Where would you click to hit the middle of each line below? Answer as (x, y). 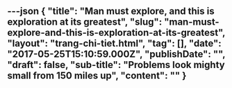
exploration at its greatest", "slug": (85, 22)
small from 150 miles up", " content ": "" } (97, 76)
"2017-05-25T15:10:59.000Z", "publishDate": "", (116, 54)
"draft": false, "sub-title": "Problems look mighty (116, 65)
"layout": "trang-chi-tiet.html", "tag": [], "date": (115, 44)
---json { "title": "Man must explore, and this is (111, 11)
